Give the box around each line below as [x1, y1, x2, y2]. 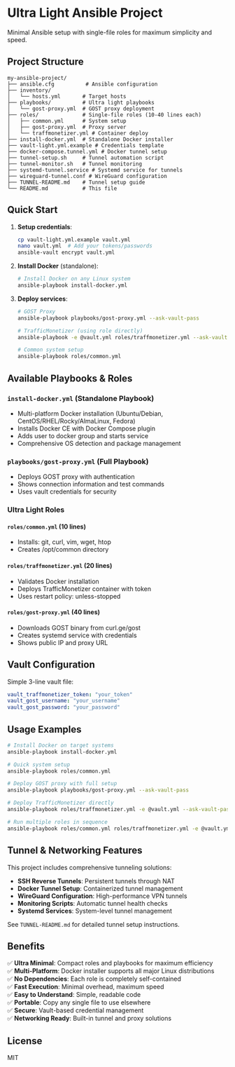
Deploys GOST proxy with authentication [17, 473, 135, 481]
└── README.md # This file [7, 184, 117, 192]
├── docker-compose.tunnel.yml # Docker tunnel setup [7, 148, 168, 155]
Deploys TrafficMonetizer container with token [17, 584, 152, 593]
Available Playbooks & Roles [7, 372, 133, 384]
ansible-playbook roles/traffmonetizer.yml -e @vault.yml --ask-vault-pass [7, 806, 233, 813]
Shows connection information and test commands [17, 480, 164, 489]
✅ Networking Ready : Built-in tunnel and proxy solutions [7, 1014, 172, 1023]
